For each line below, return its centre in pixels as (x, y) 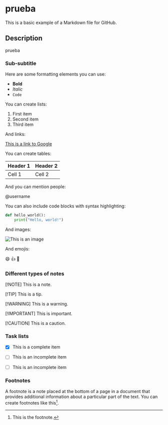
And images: (18, 229)
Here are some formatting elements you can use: (55, 74)
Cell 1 (14, 174)
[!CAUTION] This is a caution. (35, 323)
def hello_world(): (25, 215)
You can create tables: (28, 153)
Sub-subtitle (21, 63)
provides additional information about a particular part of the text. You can (81, 396)
